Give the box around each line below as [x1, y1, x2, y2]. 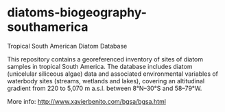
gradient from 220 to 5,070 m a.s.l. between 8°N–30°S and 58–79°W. [7, 84, 202, 92]
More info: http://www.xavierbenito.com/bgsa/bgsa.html [7, 97, 167, 105]
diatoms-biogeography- [7, 5, 147, 20]
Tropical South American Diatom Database [7, 42, 128, 50]
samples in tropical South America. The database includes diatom [7, 62, 193, 70]
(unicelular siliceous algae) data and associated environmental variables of [7, 70, 218, 78]
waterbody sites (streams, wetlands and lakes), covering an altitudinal [7, 76, 205, 85]
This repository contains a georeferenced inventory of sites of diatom [7, 55, 204, 63]
